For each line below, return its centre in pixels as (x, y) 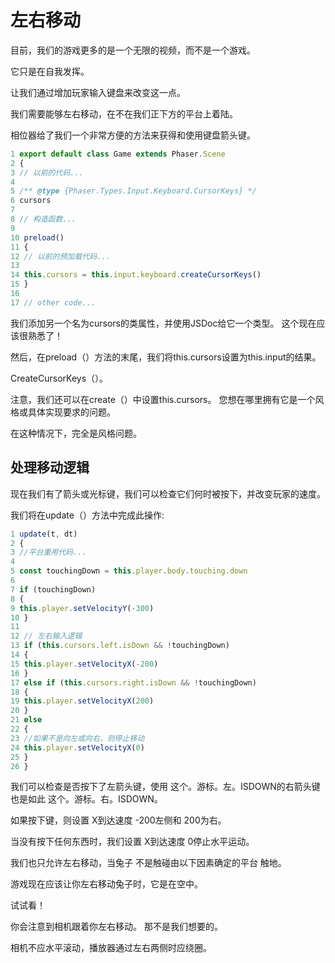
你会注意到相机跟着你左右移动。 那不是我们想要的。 (116, 927)
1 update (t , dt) (44, 534)
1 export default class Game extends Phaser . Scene (118, 154)
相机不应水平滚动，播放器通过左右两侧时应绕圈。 (111, 948)
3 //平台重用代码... (48, 552)
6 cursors (31, 201)
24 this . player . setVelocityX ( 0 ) (77, 747)
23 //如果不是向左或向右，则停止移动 (77, 738)
